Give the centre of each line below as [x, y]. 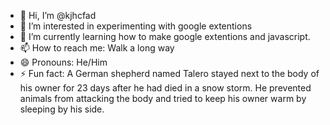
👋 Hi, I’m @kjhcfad [58, 15]
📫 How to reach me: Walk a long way [97, 48]
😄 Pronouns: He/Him [63, 62]
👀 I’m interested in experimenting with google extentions [136, 26]
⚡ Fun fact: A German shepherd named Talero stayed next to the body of [169, 73]
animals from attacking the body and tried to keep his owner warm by [163, 98]
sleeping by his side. [62, 109]
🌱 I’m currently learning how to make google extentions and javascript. [165, 36]
